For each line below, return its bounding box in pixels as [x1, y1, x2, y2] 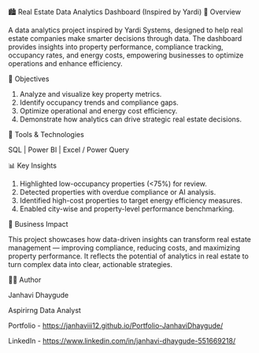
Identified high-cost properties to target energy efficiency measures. [19, 196, 242, 205]
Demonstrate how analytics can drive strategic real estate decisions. [19, 114, 242, 124]
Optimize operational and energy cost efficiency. [19, 106, 178, 115]
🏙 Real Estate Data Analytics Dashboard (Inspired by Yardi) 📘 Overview [8, 7, 242, 17]
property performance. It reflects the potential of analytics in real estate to [8, 251, 250, 261]
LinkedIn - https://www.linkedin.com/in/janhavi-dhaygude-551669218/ [8, 336, 236, 345]
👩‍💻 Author [8, 275, 42, 284]
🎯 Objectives [8, 74, 50, 84]
